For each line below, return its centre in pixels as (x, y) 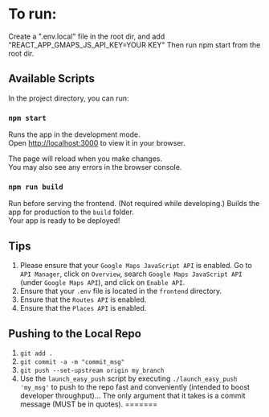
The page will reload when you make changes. (86, 159)
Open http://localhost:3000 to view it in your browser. (97, 143)
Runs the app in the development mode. (74, 134)
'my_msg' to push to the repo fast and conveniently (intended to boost (135, 386)
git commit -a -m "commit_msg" (72, 362)
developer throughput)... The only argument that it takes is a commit (132, 395)
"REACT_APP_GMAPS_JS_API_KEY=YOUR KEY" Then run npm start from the (134, 44)
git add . (37, 353)
